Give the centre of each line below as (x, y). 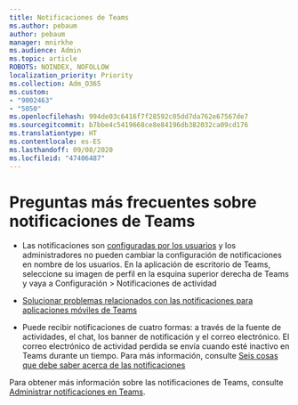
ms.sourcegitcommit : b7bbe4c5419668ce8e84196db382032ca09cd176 (129, 126)
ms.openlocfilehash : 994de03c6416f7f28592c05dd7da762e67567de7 (129, 117)
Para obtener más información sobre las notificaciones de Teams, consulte (146, 383)
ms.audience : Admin (45, 51)
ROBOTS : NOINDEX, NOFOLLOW (59, 68)
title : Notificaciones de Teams (69, 17)
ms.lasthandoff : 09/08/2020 (61, 150)
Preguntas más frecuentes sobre (133, 202)
